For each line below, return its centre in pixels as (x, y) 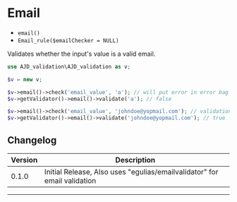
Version (24, 160)
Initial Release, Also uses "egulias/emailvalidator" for (132, 172)
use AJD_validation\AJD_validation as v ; (69, 66)
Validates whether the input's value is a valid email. (81, 54)
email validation (71, 180)
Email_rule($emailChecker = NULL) (68, 40)
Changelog (32, 140)
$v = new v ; (25, 79)
